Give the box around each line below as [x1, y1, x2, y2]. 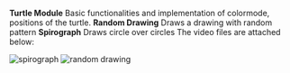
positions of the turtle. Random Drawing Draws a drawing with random [9, 17, 273, 28]
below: [9, 36, 34, 47]
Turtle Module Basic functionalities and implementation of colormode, [9, 8, 270, 18]
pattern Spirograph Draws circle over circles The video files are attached [9, 27, 281, 37]
